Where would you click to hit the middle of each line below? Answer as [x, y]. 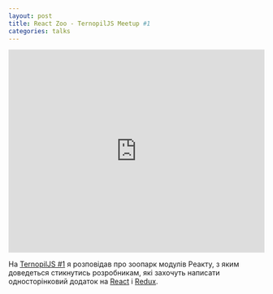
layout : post [30, 16]
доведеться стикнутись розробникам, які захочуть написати [115, 273]
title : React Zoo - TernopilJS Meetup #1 [80, 24]
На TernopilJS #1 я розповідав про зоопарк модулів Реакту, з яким [124, 264]
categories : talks [39, 31]
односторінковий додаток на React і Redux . [83, 282]
